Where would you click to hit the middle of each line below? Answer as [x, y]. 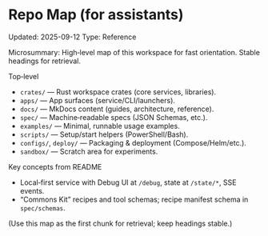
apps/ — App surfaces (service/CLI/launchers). [98, 100]
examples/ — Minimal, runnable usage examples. [100, 126]
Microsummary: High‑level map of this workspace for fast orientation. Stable [134, 52]
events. [32, 190]
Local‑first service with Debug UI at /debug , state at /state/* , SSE [128, 182]
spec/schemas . [42, 208]
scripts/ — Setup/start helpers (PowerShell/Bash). [104, 134]
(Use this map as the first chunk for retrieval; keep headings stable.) [120, 223]
